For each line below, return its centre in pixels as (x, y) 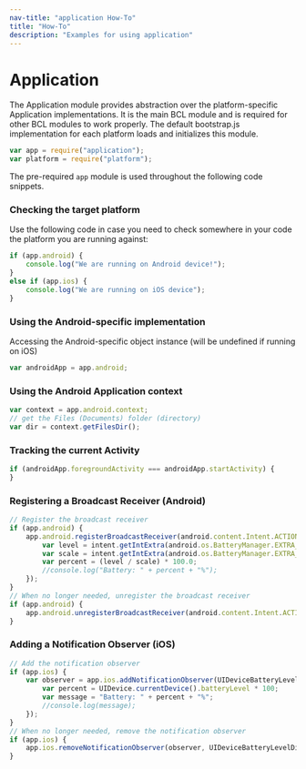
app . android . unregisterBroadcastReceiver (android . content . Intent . (154, 612)
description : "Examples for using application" (102, 35)
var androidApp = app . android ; (69, 368)
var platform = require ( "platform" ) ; (81, 159)
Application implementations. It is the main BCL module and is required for (149, 115)
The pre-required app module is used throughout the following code (136, 177)
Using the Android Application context (96, 390)
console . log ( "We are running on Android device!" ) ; (126, 265)
